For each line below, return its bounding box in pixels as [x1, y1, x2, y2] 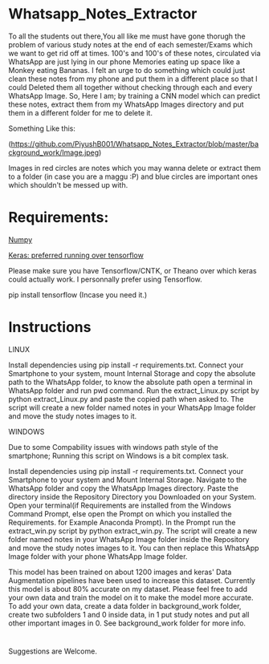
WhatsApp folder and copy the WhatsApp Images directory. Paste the [8, 483, 239, 493]
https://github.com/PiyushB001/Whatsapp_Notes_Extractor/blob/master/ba [10, 139, 259, 148]
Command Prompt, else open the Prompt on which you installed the [8, 508, 232, 518]
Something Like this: [8, 123, 76, 133]
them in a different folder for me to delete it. [8, 107, 153, 117]
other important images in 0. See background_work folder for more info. [8, 618, 247, 628]
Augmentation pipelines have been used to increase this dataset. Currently [8, 575, 255, 585]
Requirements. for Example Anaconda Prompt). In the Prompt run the [8, 517, 236, 527]
